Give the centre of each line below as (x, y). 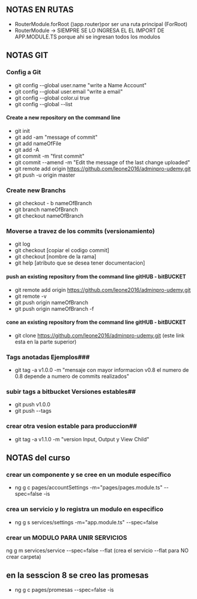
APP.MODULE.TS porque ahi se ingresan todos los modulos (88, 36)
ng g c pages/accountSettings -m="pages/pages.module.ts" (88, 488)
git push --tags (33, 411)
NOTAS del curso (38, 458)
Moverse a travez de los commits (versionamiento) (80, 231)
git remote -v (30, 296)
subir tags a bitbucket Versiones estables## (71, 391)
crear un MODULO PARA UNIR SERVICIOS (67, 537)
